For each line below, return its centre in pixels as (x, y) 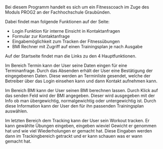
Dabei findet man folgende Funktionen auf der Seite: (57, 22)
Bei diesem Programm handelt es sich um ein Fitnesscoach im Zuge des (77, 7)
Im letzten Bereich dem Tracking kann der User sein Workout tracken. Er (77, 121)
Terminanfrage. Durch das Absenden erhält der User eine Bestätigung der (79, 71)
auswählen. (16, 111)
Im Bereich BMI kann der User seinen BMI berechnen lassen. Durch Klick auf (81, 90)
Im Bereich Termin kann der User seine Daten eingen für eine (66, 65)
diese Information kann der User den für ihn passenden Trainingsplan (74, 106)
